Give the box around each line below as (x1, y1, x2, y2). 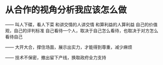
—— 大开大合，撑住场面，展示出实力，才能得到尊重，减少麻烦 (5, 44, 132, 50)
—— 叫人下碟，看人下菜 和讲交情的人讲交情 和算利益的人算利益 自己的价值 (5, 22, 158, 27)
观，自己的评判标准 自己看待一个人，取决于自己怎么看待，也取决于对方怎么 (5, 27, 159, 33)
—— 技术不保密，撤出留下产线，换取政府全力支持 (5, 54, 107, 60)
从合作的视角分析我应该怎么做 (5, 4, 127, 16)
